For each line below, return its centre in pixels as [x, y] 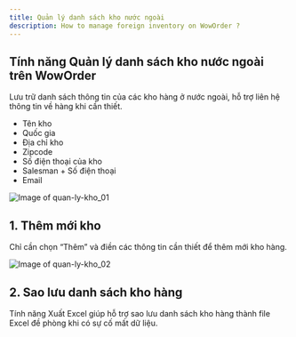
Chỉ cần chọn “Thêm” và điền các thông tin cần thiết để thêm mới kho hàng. [148, 247]
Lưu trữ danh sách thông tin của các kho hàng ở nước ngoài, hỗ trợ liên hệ [144, 97]
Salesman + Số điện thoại [69, 171]
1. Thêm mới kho [55, 225]
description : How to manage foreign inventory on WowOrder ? [125, 26]
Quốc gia [39, 133]
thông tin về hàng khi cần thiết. [66, 107]
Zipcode [37, 152]
